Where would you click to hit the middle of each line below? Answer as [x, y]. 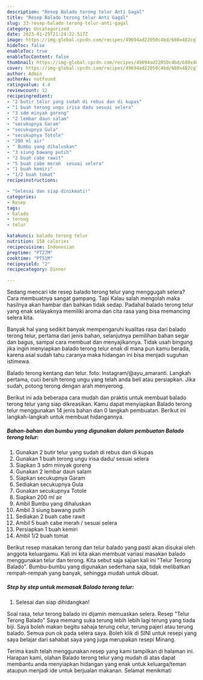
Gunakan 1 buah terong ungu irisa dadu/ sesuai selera [82, 459]
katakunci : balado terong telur [47, 236]
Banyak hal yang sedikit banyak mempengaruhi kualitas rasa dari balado [96, 329]
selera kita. [20, 318]
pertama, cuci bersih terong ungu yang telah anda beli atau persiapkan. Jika [101, 380]
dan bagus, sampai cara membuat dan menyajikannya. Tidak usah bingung [100, 342]
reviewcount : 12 [27, 91]
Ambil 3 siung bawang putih [50, 510]
